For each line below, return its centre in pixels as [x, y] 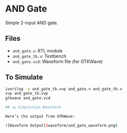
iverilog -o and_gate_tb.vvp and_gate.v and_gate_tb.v [64, 89]
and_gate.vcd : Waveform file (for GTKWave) [57, 61]
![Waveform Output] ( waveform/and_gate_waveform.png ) [61, 125]
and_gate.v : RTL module [37, 50]
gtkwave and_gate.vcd [28, 98]
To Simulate [24, 77]
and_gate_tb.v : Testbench [39, 56]
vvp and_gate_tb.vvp [27, 94]
